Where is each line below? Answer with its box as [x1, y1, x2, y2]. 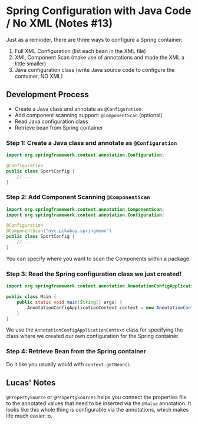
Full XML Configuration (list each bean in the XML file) [14, 47, 146, 54]
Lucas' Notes [6, 378, 56, 388]
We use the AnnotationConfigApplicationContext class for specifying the [6, 326, 183, 333]
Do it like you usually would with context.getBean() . [6, 360, 132, 367]
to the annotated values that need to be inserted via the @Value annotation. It [6, 399, 192, 407]
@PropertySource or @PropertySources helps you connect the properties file [6, 393, 187, 400]
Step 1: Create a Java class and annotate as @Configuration [6, 138, 177, 147]
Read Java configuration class [14, 118, 88, 125]
